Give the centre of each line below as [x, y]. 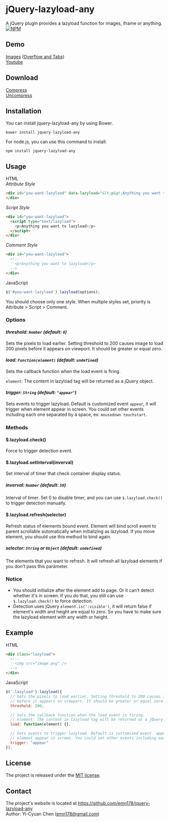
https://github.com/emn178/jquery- [114, 803]
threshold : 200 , [27, 706]
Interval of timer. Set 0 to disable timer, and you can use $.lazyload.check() [84, 498]
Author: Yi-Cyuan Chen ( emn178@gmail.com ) [53, 814]
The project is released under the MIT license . [53, 775]
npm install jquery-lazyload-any [41, 151]
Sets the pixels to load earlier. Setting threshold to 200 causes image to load [84, 343]
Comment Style [22, 245]
